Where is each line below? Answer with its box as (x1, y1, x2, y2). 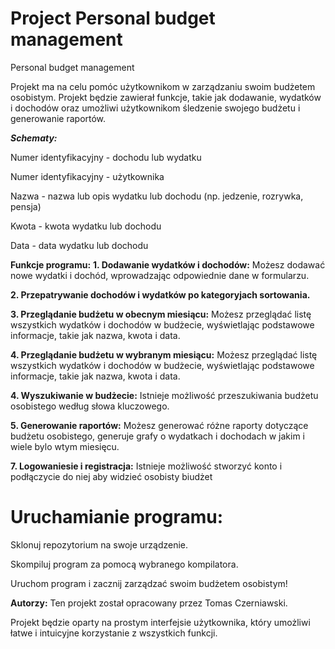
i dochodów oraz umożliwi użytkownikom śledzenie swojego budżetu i (10, 102, 301, 114)
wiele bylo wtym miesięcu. (10, 440, 120, 452)
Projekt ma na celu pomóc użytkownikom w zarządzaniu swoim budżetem (10, 80, 316, 92)
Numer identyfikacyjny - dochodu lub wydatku (10, 151, 202, 163)
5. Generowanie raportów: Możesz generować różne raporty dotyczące (10, 419, 309, 431)
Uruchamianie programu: (10, 506, 224, 529)
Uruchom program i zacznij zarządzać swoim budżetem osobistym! (10, 577, 288, 589)
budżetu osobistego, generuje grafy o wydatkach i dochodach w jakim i (10, 430, 306, 442)
